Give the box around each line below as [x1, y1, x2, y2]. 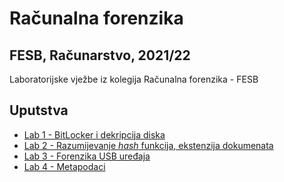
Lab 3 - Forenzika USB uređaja [23, 150, 151, 162]
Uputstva [9, 102, 69, 119]
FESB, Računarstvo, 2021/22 [9, 47, 191, 64]
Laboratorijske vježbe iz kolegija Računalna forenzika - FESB [9, 73, 259, 85]
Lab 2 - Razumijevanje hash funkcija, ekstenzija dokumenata [23, 139, 274, 151]
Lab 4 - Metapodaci [23, 160, 106, 172]
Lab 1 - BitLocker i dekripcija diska [23, 128, 166, 141]
